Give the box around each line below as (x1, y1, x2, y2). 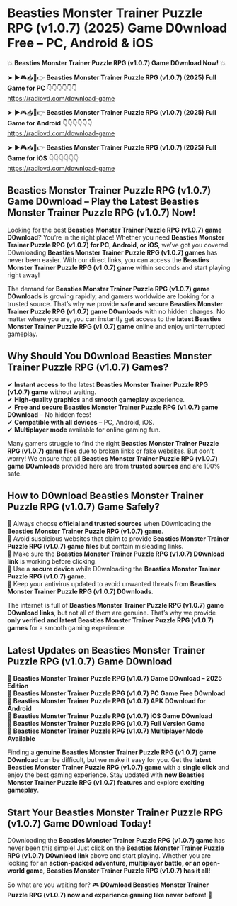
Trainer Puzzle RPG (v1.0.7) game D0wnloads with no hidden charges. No (7, 307, 225, 315)
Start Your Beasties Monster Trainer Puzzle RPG (7, 806, 224, 818)
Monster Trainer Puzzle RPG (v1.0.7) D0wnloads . (7, 587, 154, 596)
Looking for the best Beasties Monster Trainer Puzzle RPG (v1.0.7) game (7, 225, 222, 234)
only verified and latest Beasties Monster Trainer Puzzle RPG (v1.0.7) (7, 616, 214, 625)
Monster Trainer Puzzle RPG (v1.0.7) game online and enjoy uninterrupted (7, 322, 225, 330)
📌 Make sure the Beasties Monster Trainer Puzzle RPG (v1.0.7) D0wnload (7, 549, 225, 558)
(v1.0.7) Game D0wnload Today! (7, 817, 152, 829)
